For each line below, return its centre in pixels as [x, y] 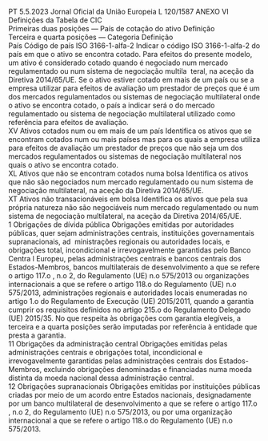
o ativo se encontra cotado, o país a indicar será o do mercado [112, 105]
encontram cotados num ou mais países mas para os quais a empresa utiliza [134, 139]
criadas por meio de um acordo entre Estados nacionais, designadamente [130, 395]
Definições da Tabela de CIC [55, 20]
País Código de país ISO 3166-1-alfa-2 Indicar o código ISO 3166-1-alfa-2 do [134, 46]
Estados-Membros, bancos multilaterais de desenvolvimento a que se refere [134, 267]
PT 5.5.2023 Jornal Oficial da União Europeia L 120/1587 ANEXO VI [119, 12]
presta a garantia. [37, 335]
